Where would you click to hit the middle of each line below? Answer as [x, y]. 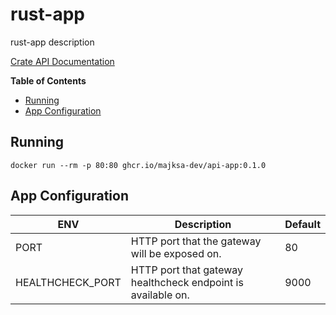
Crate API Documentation [62, 61]
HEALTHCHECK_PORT [68, 282]
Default [302, 224]
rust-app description [52, 42]
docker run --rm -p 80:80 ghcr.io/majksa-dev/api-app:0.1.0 [138, 165]
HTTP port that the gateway [196, 241]
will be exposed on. [176, 253]
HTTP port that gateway [187, 270]
